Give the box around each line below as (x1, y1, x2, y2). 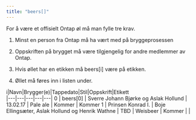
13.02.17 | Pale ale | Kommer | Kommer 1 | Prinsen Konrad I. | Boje (6, 101, 166, 108)
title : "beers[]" (6, 8, 49, 15)
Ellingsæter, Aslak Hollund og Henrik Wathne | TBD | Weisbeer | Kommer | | (6, 107, 191, 114)
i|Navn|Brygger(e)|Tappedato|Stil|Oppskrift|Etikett (6, 88, 129, 95)
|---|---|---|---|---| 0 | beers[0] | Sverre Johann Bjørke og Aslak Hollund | (6, 95, 188, 102)
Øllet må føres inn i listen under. (14, 77, 93, 84)
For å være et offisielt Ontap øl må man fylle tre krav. (6, 25, 135, 32)
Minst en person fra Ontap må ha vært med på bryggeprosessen (14, 36, 174, 43)
